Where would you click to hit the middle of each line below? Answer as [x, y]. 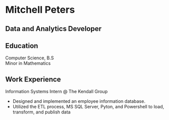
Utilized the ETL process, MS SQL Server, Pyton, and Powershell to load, [88, 107]
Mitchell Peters [40, 10]
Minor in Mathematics [28, 63]
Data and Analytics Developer [54, 29]
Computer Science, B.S [30, 58]
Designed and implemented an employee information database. [79, 101]
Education [22, 46]
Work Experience [33, 79]
